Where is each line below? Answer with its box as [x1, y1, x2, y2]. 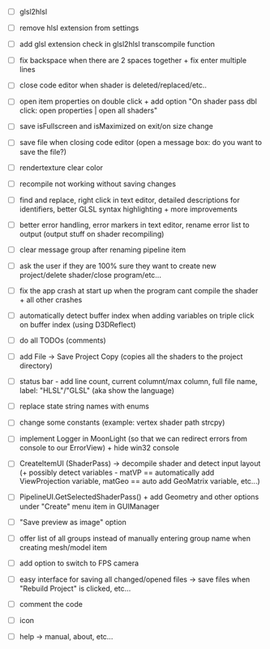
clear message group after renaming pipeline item [19, 245, 186, 254]
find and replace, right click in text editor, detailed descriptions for [19, 194, 240, 205]
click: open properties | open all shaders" [19, 105, 158, 116]
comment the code [19, 599, 83, 608]
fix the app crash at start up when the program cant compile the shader [19, 285, 259, 295]
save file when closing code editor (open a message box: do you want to [19, 138, 263, 147]
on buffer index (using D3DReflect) [19, 320, 136, 329]
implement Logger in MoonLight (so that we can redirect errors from [19, 433, 248, 444]
